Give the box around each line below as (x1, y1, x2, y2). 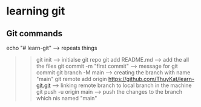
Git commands (6, 28, 62, 39)
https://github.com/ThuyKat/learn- (108, 76, 195, 82)
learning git (6, 4, 65, 18)
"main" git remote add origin (36, 76, 107, 82)
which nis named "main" (36, 95, 97, 102)
